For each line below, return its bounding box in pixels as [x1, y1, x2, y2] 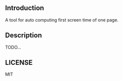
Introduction [5, 4, 44, 12]
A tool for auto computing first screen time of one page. [5, 17, 119, 23]
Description [5, 31, 42, 40]
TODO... [5, 44, 21, 50]
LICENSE [5, 58, 33, 67]
